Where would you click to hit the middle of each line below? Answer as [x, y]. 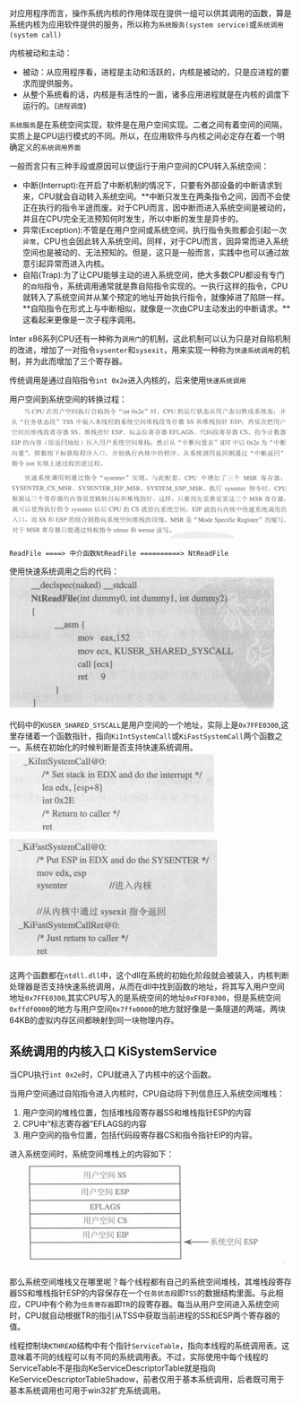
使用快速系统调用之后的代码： [64, 571]
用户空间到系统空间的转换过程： [68, 399]
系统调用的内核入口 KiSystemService [113, 1051]
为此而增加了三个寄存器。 [80, 361]
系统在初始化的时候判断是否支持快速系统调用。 [111, 748]
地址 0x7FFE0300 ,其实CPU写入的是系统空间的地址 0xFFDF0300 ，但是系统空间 [145, 998]
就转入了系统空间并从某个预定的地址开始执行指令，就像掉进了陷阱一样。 [155, 297]
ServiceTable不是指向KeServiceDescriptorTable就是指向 [113, 1368]
